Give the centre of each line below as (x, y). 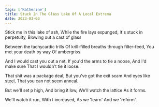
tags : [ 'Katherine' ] (26, 9)
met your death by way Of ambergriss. (43, 52)
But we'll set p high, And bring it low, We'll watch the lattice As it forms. (76, 91)
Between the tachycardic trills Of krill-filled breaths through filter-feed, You (79, 47)
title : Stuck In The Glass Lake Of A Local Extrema (58, 14)
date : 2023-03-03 (22, 18)
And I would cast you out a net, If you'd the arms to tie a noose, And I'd (76, 61)
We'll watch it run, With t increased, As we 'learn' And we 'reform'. (71, 100)
